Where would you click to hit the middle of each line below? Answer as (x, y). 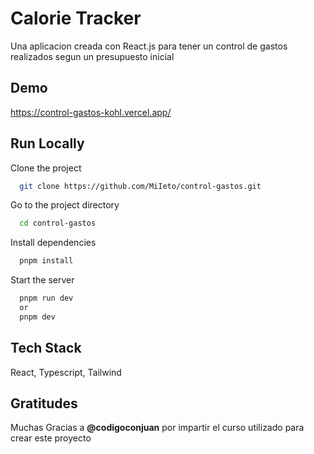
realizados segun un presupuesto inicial (92, 56)
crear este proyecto (51, 438)
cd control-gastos (58, 223)
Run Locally (47, 143)
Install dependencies (53, 243)
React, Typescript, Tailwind (66, 372)
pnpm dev (37, 317)
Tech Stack (46, 348)
